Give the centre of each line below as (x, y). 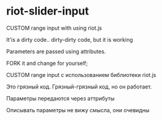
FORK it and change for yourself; (47, 63)
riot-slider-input (48, 11)
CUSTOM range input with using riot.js (54, 28)
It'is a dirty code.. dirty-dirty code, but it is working (70, 39)
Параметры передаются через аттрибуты (60, 98)
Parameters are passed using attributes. (56, 51)
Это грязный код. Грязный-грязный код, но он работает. (79, 87)
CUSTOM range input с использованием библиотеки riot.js (81, 75)
